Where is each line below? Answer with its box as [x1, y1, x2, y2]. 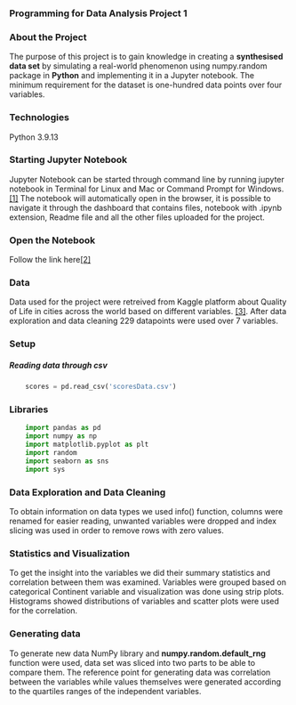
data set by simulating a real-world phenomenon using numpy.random [9, 61, 268, 71]
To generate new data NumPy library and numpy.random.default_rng [9, 648, 267, 659]
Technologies [9, 111, 69, 124]
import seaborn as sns [25, 457, 109, 466]
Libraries [9, 403, 49, 416]
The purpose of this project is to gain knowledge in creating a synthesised [9, 52, 284, 62]
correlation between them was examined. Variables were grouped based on [9, 577, 287, 587]
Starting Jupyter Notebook [9, 154, 128, 166]
